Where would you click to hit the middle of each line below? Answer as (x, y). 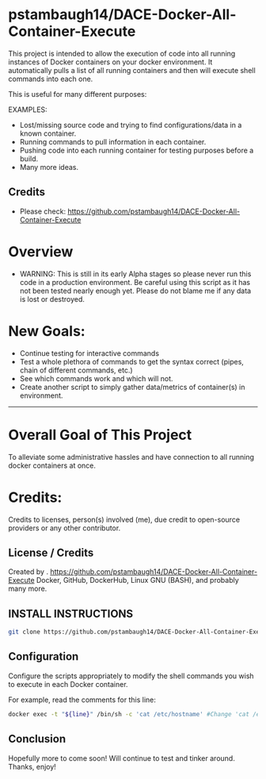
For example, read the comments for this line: (82, 700)
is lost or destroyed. (52, 299)
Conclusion (37, 739)
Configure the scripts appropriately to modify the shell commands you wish (131, 676)
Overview (41, 251)
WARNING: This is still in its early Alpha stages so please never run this (135, 274)
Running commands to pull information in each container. (113, 141)
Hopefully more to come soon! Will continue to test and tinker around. (122, 758)
